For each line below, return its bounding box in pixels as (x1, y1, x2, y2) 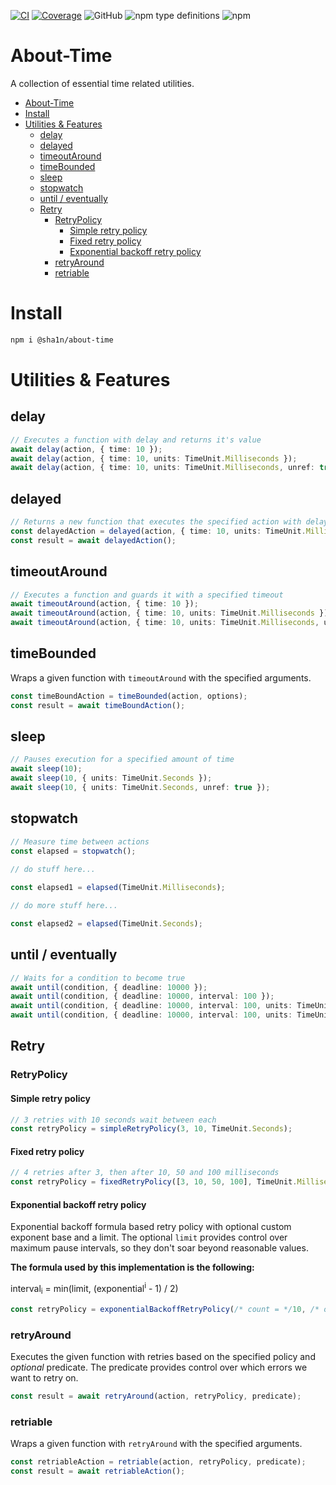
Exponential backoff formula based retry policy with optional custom (10, 1221, 292, 1233)
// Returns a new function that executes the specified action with (10, 517, 302, 527)
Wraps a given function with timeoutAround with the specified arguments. (10, 671, 312, 684)
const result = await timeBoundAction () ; (10, 700, 186, 710)
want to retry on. (10, 1372, 79, 1384)
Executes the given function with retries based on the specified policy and (10, 1351, 316, 1363)
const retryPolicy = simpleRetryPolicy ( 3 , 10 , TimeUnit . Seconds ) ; (10, 1124, 293, 1134)
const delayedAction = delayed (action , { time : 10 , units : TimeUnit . (10, 526, 307, 536)
